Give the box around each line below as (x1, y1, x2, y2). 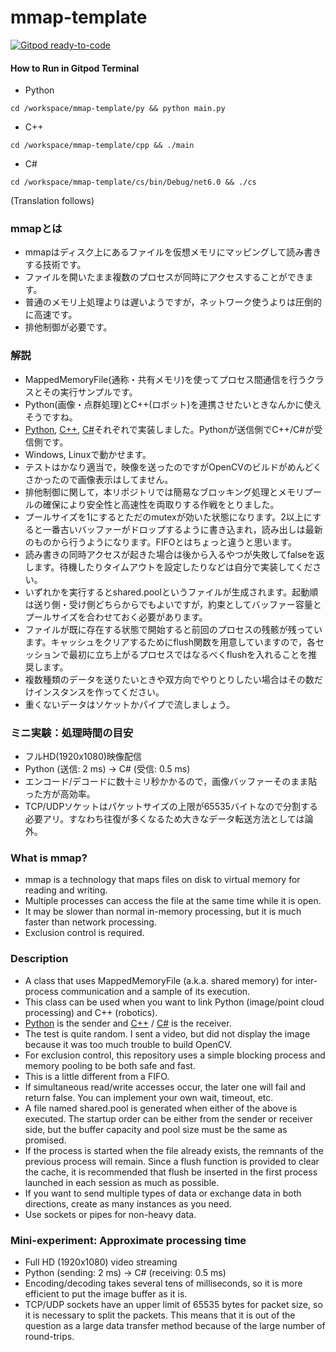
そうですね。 (24, 411, 78, 423)
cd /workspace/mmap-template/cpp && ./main (10, 141, 195, 151)
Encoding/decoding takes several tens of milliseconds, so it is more (24, 1277, 303, 1289)
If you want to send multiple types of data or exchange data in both (24, 1187, 302, 1199)
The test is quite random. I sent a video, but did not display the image (24, 1027, 311, 1040)
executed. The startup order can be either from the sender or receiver (24, 1112, 313, 1125)
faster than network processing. (24, 916, 157, 928)
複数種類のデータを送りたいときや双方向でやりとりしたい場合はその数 (24, 673, 315, 685)
